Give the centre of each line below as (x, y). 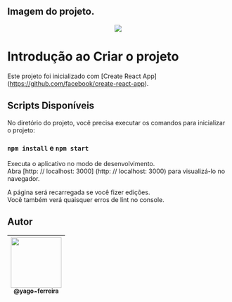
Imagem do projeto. (51, 12)
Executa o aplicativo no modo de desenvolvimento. (81, 163)
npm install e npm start (48, 149)
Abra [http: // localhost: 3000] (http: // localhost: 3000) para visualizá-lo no (116, 171)
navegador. (24, 178)
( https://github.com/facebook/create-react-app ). (78, 83)
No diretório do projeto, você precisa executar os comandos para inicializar (116, 122)
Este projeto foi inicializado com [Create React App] (82, 76)
